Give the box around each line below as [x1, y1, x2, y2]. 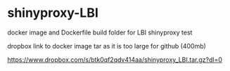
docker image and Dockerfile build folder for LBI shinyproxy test [7, 28, 193, 37]
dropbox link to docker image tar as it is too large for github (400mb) [7, 41, 206, 50]
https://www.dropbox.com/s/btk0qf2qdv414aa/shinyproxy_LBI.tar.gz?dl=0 [7, 55, 223, 64]
